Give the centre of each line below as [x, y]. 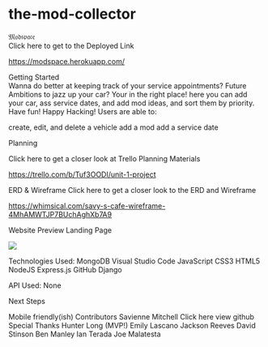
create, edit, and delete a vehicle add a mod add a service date [113, 127]
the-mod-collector [72, 14]
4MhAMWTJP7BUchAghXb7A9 [60, 214]
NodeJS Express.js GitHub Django [66, 269]
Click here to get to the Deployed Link [71, 45]
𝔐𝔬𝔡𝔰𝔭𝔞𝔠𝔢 [22, 36]
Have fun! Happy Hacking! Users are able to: [83, 111]
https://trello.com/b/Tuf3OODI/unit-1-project [82, 174]
